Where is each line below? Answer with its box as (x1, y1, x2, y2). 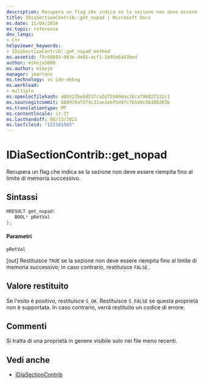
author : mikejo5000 (6, 60, 56, 66)
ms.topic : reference (6, 26, 59, 32)
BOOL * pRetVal (14, 214, 51, 220)
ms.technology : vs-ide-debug (6, 77, 80, 83)
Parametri (6, 233, 32, 240)
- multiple (6, 88, 34, 94)
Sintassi (6, 192, 38, 202)
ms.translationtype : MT (6, 105, 67, 111)
